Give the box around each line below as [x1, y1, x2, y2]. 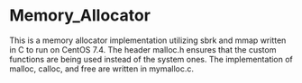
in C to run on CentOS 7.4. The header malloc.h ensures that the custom [9, 44, 277, 54]
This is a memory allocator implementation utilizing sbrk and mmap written [9, 35, 287, 46]
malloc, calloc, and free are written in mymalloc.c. [9, 63, 195, 74]
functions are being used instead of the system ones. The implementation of [9, 54, 293, 64]
